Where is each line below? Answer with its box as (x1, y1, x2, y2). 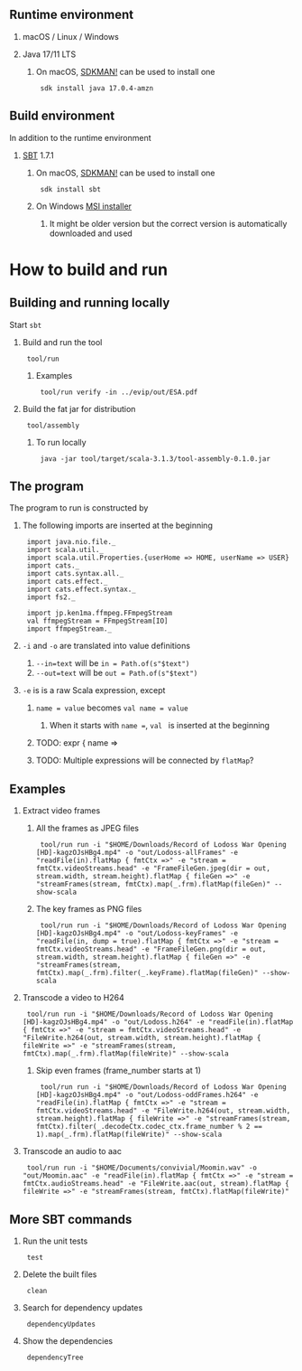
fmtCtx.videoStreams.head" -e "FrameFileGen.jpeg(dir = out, (35, 864, 270, 873)
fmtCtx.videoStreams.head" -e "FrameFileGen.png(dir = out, (35, 944, 267, 954)
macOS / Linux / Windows (22, 31, 119, 42)
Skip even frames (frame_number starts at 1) (35, 1066, 201, 1076)
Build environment (9, 108, 115, 124)
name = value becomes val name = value (35, 702, 188, 713)
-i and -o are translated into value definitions (22, 641, 191, 652)
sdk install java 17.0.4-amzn (40, 83, 154, 93)
